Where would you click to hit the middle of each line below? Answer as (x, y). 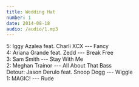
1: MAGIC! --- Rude (30, 78)
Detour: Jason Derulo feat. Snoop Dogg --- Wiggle (69, 72)
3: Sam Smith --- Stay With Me (45, 59)
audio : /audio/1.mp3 (32, 29)
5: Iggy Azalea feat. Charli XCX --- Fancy (58, 46)
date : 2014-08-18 (28, 23)
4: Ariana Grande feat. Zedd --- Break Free (60, 53)
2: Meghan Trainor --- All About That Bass (59, 66)
